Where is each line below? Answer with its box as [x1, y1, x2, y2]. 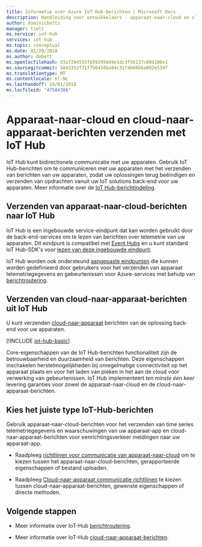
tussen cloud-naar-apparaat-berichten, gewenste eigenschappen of [14, 482, 185, 490]
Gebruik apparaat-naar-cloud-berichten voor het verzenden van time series [6, 421, 194, 428]
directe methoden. [14, 489, 61, 496]
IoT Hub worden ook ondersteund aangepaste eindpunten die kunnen [6, 257, 179, 264]
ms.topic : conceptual [6, 43, 61, 49]
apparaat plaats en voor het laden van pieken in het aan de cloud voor [6, 368, 180, 376]
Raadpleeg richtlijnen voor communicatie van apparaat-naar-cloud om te [14, 451, 195, 459]
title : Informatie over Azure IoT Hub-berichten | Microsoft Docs [6, 8, 176, 15]
